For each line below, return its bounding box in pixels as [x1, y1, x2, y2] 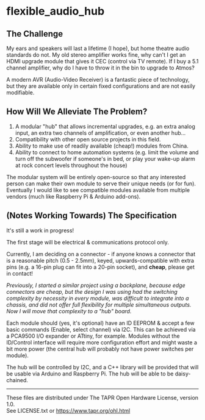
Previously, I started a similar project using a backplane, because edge [6, 282, 185, 289]
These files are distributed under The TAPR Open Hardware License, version [6, 394, 199, 401]
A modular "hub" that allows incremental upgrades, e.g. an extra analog [15, 123, 195, 130]
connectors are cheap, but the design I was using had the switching [6, 288, 178, 295]
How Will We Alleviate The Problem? [6, 107, 148, 117]
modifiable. [6, 89, 35, 96]
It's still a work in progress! [6, 227, 74, 234]
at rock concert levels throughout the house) [15, 162, 128, 169]
